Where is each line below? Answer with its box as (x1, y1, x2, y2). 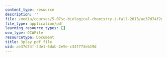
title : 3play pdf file (5, 40, 52, 45)
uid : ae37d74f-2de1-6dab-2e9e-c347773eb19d (5, 44, 97, 49)
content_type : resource (5, 7, 55, 12)
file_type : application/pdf (5, 21, 64, 26)
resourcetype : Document (5, 35, 55, 40)
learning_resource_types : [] (5, 26, 66, 31)
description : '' (5, 12, 39, 17)
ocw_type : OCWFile (5, 30, 43, 35)
